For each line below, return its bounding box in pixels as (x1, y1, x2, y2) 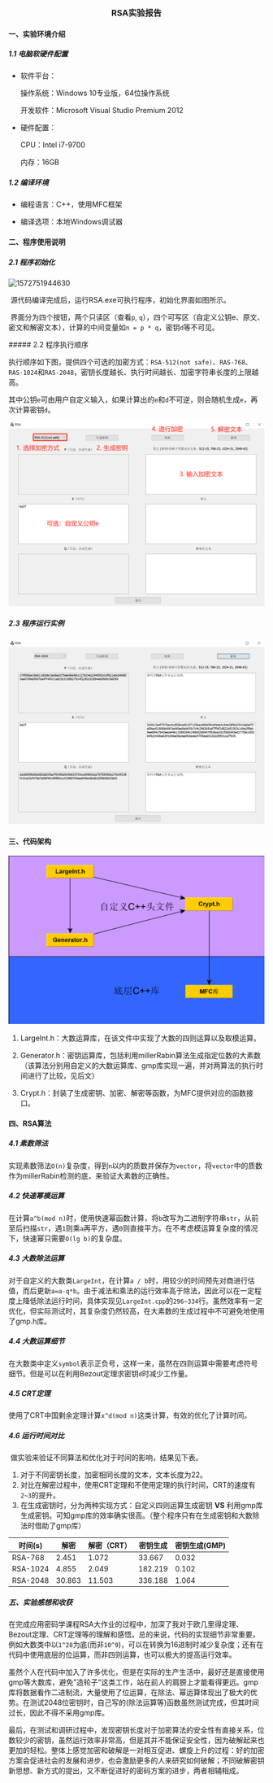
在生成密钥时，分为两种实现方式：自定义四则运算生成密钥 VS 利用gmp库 (19, 1501, 263, 1511)
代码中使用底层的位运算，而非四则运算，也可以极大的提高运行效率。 (8, 1650, 236, 1660)
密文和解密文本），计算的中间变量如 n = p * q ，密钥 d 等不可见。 (8, 323, 219, 333)
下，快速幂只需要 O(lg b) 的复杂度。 (8, 1233, 128, 1243)
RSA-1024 (11, 1564, 50, 1574)
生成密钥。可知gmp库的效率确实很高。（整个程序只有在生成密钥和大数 (19, 1511, 253, 1520)
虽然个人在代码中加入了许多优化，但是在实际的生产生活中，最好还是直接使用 (8, 1667, 265, 1677)
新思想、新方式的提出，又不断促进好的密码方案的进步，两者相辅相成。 (8, 1766, 244, 1776)
